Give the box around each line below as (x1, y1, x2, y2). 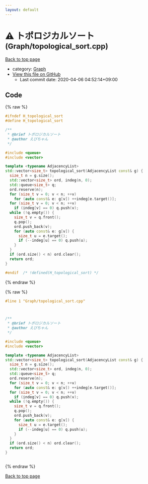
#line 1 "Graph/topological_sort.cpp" (5, 299, 85, 304)
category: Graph (12, 66, 46, 72)
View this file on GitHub (12, 71, 61, 77)
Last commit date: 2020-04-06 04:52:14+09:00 (19, 76, 118, 82)
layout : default (5, 7, 39, 12)
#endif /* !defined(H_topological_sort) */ (5, 270, 99, 275)
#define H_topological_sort (5, 118, 64, 124)
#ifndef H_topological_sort (5, 114, 64, 119)
